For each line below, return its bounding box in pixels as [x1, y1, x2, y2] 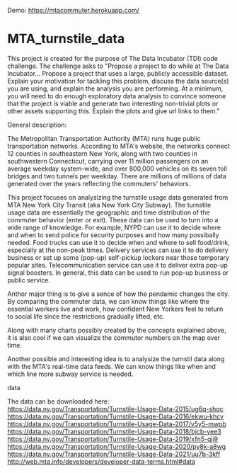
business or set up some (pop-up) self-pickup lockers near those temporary [7, 253, 230, 261]
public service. [7, 275, 51, 284]
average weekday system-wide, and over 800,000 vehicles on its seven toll [7, 164, 228, 173]
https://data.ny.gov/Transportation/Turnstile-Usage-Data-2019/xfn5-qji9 [7, 435, 218, 443]
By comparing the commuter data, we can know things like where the [7, 297, 210, 305]
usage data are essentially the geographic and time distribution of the [7, 208, 210, 217]
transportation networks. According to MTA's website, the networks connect [7, 142, 230, 150]
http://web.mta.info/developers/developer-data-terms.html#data [7, 457, 196, 466]
